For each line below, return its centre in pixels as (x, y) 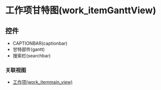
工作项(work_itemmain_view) (42, 82)
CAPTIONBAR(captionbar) (40, 43)
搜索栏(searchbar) (31, 56)
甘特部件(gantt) (28, 49)
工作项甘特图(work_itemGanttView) (81, 10)
